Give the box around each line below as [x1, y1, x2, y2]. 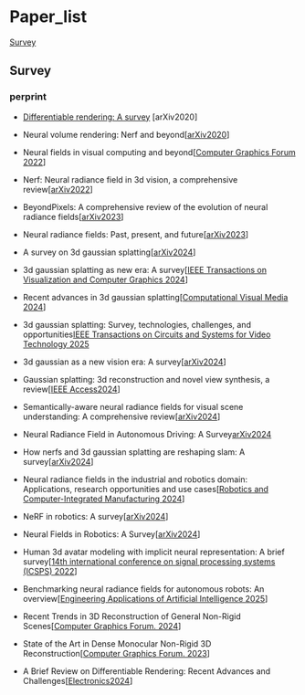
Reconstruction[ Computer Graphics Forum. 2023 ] [22, 648, 210, 658]
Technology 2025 [22, 338, 89, 349]
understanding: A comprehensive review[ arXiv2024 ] [22, 411, 221, 422]
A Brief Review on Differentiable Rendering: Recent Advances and [22, 665, 271, 677]
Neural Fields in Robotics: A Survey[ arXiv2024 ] [22, 528, 201, 540]
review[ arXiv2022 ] [22, 184, 93, 195]
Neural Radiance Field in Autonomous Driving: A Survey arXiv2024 [22, 428, 272, 439]
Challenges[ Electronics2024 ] [22, 675, 133, 686]
